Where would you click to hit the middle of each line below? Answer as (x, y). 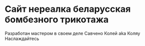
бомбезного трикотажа (57, 20)
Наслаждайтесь (22, 39)
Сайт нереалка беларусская (68, 9)
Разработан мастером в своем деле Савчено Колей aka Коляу (72, 33)
